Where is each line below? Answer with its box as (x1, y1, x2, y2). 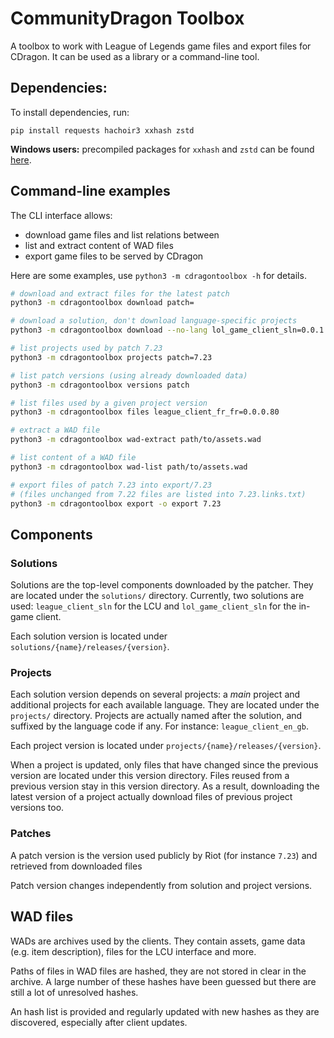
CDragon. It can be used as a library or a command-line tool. (10, 50, 260, 62)
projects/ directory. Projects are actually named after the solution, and (10, 710, 303, 722)
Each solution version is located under (10, 630, 168, 642)
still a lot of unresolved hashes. (10, 986, 139, 998)
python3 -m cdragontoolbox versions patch (10, 380, 190, 390)
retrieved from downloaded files (10, 860, 143, 872)
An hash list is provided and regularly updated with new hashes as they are (10, 1005, 320, 1017)
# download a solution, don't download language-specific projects (10, 316, 298, 326)
